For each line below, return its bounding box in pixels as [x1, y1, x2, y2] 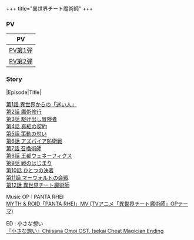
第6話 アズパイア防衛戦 [6, 137, 63, 144]
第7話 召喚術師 [6, 144, 42, 151]
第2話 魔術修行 [6, 108, 42, 115]
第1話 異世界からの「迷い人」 [6, 100, 77, 107]
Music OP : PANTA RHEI [6, 193, 64, 200]
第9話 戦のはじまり [6, 159, 52, 166]
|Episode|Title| [6, 89, 42, 96]
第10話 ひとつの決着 [6, 167, 54, 174]
